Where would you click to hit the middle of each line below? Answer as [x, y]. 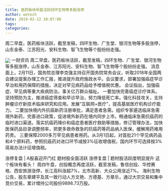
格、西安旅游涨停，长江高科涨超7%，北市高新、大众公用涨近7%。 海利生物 [83, 171]
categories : [17, 28]
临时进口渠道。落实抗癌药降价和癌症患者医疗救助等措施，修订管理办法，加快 [84, 122]
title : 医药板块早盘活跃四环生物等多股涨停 [45, 10]
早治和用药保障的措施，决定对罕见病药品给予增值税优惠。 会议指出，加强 [80, 85]
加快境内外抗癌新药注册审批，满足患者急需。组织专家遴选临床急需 [92, 110]
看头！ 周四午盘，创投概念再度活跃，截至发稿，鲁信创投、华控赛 [89, 164]
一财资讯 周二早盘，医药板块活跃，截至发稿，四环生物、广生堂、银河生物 [86, 60]
